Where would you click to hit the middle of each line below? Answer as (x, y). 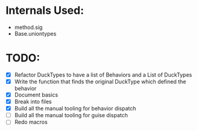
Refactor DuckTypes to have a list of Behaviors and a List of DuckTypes (103, 75)
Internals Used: (45, 11)
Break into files (33, 102)
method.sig (28, 27)
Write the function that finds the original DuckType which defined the (100, 81)
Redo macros (31, 122)
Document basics (36, 95)
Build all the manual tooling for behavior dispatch (75, 109)
